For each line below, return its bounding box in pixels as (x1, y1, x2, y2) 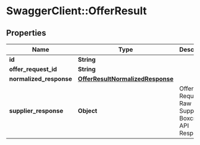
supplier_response (9, 107, 64, 115)
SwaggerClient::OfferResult (6, 4, 147, 18)
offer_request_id (9, 65, 58, 73)
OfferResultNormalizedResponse (77, 75, 174, 83)
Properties (6, 28, 46, 38)
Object (77, 107, 98, 115)
